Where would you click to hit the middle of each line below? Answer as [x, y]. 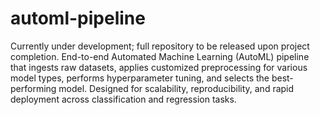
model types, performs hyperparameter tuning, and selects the [140, 78]
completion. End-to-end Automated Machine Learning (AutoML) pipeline [160, 56]
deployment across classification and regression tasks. [123, 99]
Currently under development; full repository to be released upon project [160, 46]
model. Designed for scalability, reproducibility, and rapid [176, 88]
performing [33, 88]
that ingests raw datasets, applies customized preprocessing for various [159, 67]
